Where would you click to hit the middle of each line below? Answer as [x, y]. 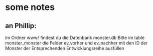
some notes [30, 7]
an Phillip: [21, 26]
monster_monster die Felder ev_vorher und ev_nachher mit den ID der [76, 43]
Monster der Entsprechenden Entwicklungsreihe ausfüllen [65, 48]
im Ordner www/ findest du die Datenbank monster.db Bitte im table [75, 37]
